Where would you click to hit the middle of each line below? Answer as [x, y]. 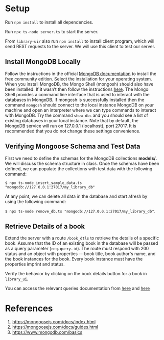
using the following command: [35, 201]
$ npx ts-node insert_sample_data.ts [44, 183]
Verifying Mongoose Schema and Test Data [73, 146]
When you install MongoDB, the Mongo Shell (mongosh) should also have [79, 84]
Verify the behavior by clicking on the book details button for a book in [76, 274]
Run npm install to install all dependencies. [49, 22]
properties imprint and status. [35, 264]
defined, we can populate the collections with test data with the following [79, 169]
